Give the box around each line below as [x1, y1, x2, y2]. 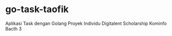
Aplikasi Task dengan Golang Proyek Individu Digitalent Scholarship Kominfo [5, 20, 167, 26]
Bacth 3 [5, 25, 22, 31]
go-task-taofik [5, 4, 69, 15]
